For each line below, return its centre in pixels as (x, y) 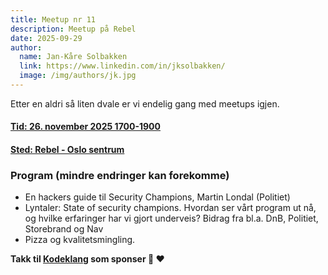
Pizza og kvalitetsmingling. (80, 240)
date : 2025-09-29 (46, 38)
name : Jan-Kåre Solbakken (73, 57)
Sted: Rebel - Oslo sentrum (67, 150)
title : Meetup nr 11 (53, 19)
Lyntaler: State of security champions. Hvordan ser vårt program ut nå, (170, 208)
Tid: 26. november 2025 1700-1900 (85, 127)
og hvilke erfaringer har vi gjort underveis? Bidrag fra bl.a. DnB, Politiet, (171, 218)
